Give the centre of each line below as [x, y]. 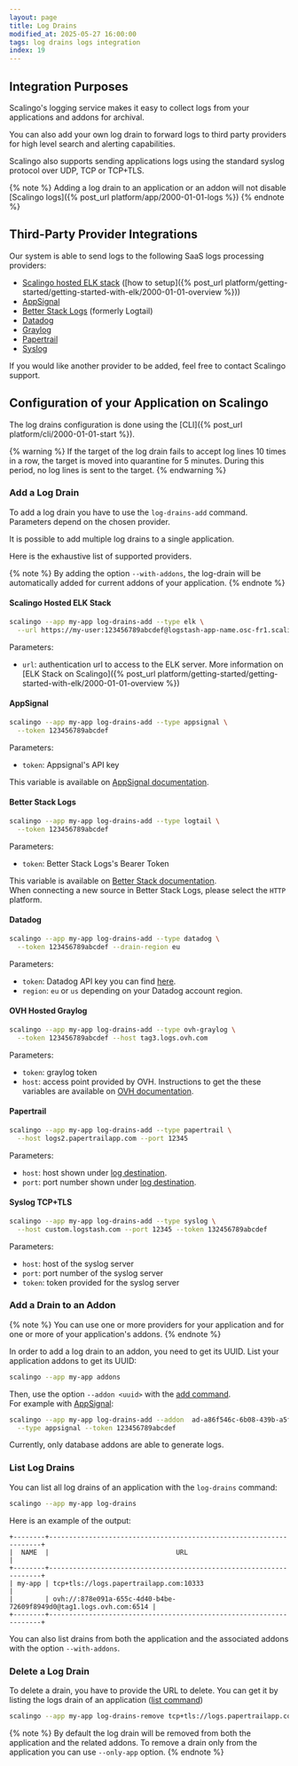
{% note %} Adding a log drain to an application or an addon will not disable [148, 187]
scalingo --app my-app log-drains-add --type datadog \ [114, 938]
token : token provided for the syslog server [101, 1282]
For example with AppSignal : [61, 1403]
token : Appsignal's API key [71, 764]
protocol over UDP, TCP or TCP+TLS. [77, 170]
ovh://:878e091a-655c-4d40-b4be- [114, 1599]
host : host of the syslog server [78, 1263]
